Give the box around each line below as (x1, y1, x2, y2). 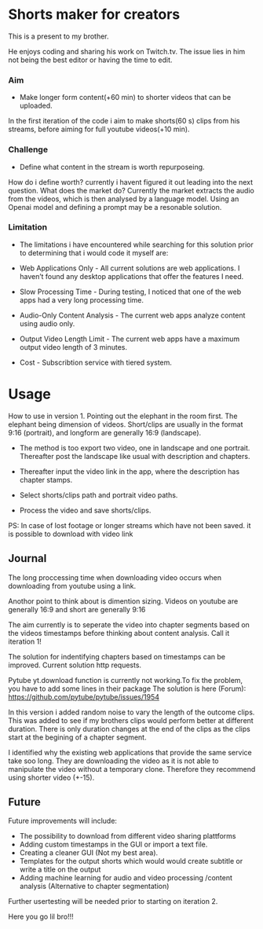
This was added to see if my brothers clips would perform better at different (8, 715, 254, 725)
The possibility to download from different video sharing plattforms (19, 832, 236, 841)
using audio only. (19, 318, 75, 328)
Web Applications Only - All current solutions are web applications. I (19, 263, 240, 273)
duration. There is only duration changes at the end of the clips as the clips (8, 724, 251, 733)
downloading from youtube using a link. (8, 581, 137, 590)
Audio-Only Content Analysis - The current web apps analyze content (19, 310, 246, 320)
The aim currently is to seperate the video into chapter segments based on (8, 619, 250, 630)
